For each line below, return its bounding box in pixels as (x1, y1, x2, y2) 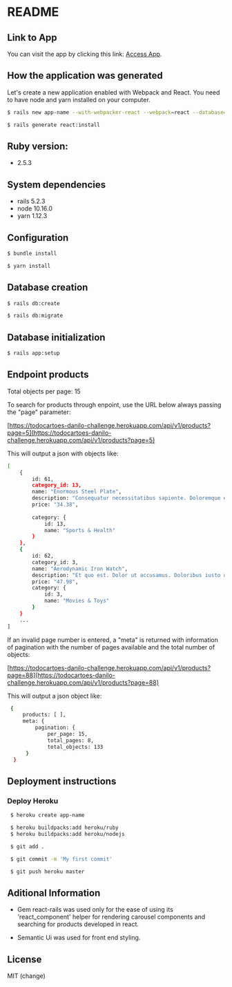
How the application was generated (7, 70, 164, 81)
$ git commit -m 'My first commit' (10, 855, 113, 863)
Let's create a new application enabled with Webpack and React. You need (7, 88, 220, 97)
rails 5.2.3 (17, 197, 46, 206)
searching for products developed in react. (17, 920, 139, 928)
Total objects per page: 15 (7, 387, 81, 395)
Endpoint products (7, 369, 89, 380)
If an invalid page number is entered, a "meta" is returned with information (7, 636, 219, 644)
